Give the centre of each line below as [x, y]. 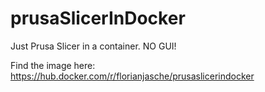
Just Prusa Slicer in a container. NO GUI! [93, 46]
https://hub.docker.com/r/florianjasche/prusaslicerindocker [132, 76]
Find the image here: [53, 65]
